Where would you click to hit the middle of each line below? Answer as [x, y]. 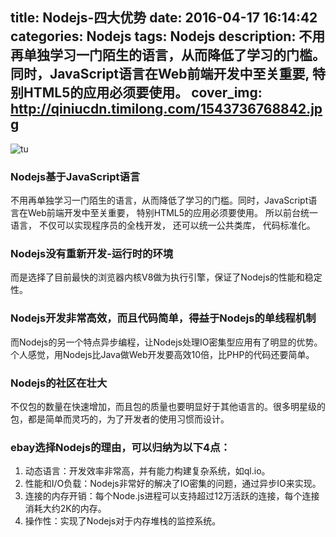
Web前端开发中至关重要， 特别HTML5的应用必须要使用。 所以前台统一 [173, 213]
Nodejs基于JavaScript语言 [75, 176]
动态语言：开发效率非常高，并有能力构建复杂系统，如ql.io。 [147, 471]
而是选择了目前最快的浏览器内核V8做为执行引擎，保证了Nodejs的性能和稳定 [166, 277]
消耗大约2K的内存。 [65, 509]
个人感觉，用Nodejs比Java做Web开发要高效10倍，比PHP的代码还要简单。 [162, 354]
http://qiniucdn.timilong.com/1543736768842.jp [166, 109]
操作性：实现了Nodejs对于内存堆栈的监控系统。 [123, 521]
